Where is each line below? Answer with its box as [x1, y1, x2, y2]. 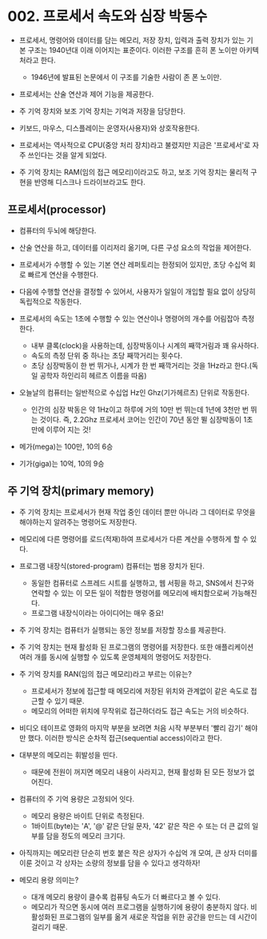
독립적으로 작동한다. [18, 297, 82, 306]
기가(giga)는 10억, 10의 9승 [18, 458, 105, 468]
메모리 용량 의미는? [18, 875, 79, 885]
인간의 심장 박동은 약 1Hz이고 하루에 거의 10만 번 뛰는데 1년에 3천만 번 [30, 405, 249, 414]
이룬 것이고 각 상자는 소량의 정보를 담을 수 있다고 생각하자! [18, 857, 201, 868]
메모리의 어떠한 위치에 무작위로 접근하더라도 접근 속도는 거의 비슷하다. [30, 705, 249, 716]
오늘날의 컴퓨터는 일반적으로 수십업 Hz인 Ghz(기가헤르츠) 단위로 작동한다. [18, 387, 249, 397]
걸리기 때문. [30, 921, 68, 932]
